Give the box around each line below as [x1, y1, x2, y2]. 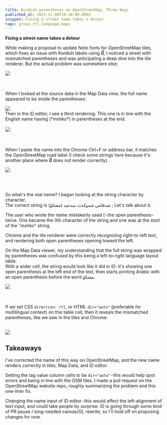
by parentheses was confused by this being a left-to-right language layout [5, 253, 159, 259]
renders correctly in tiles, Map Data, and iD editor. [5, 362, 108, 369]
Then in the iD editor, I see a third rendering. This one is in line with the [5, 111, 151, 117]
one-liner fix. [5, 388, 32, 394]
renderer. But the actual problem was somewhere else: [5, 61, 118, 67]
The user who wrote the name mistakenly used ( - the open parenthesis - [5, 212, 154, 218]
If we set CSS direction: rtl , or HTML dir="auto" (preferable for [5, 304, 141, 310]
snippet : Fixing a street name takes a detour [5, 17, 104, 22]
